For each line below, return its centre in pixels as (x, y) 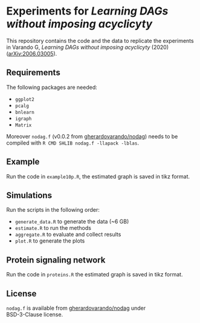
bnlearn (24, 112)
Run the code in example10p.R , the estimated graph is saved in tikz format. (98, 176)
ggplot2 (24, 99)
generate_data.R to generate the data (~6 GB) (72, 221)
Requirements (33, 73)
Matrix (23, 125)
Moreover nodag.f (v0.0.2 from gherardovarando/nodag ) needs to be (92, 136)
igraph (23, 119)
